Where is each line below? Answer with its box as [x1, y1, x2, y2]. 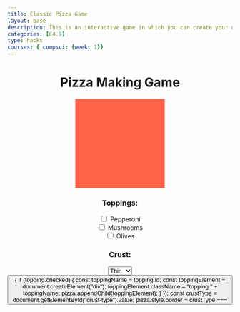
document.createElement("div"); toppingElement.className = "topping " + [22, 283, 218, 290]
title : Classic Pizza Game [7, 10, 88, 18]
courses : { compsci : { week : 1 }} [7, 44, 104, 51]
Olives [116, 232, 135, 241]
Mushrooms [107, 223, 143, 232]
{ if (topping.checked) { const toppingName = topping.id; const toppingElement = [14, 276, 226, 283]
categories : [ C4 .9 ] [7, 30, 66, 38]
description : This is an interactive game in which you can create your [7, 24, 229, 31]
